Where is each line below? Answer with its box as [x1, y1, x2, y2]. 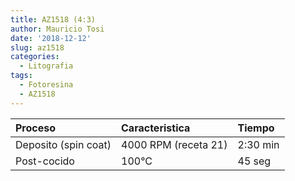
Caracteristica [121, 121, 191, 135]
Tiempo [237, 121, 275, 135]
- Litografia [19, 61, 74, 71]
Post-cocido [15, 154, 75, 168]
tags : [10, 71, 33, 81]
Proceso [15, 121, 57, 135]
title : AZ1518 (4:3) [10, 14, 97, 25]
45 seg [237, 154, 272, 168]
